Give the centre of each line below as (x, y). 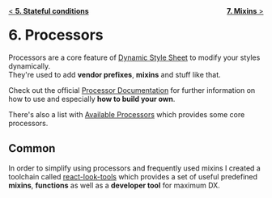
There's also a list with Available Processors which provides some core (127, 114)
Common (32, 148)
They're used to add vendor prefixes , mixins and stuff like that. (115, 74)
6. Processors (56, 35)
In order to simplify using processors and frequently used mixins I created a (134, 168)
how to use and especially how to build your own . (92, 99)
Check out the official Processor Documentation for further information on (132, 90)
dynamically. (30, 65)
